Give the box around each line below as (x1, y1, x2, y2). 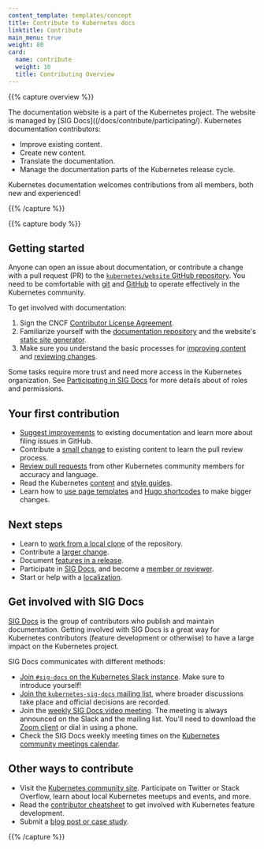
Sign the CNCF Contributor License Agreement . (19, 318, 175, 328)
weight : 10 (15, 63, 51, 71)
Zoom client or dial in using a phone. (19, 722, 139, 731)
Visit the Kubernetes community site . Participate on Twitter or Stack (19, 783, 240, 792)
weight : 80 (8, 41, 44, 49)
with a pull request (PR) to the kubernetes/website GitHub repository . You (8, 271, 246, 280)
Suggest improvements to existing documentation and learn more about (19, 428, 254, 438)
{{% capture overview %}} (8, 92, 95, 101)
